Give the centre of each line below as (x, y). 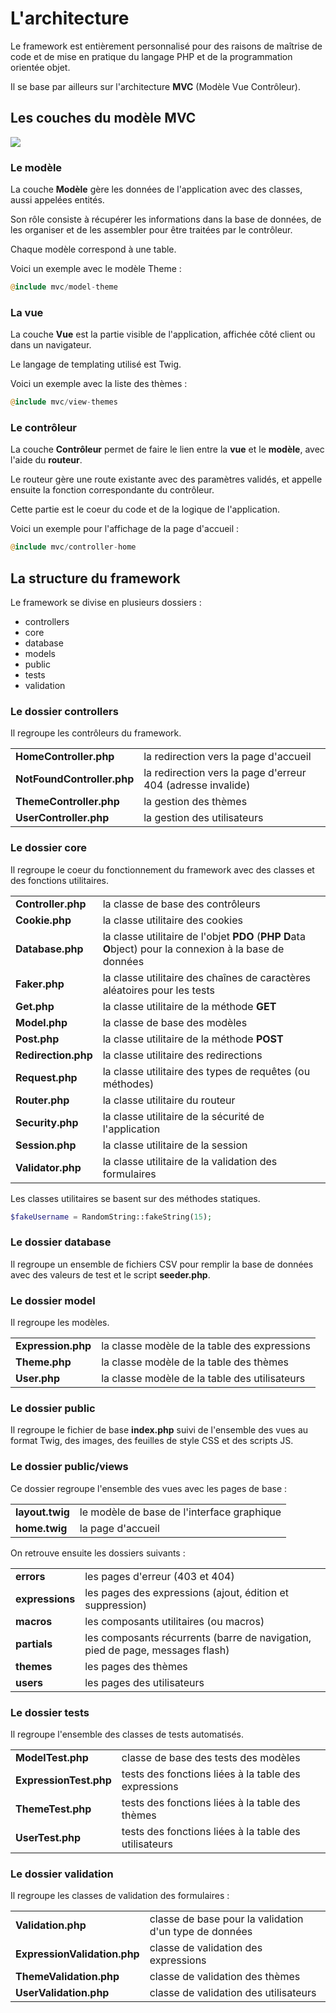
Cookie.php (43, 920)
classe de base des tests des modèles (211, 1758)
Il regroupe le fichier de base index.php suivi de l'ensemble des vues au (159, 1430)
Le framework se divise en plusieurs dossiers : (106, 603)
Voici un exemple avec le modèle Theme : (96, 269)
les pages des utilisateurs (144, 1682)
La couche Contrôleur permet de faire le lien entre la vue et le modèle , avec (167, 449)
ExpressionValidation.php (77, 1954)
